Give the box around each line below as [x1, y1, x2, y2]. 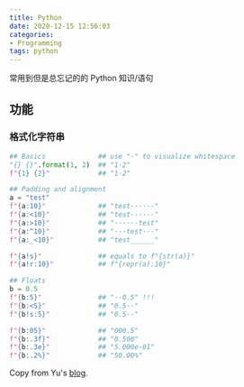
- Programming [9, 38, 63, 48]
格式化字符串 [9, 131, 66, 143]
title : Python [9, 13, 63, 23]
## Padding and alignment [9, 185, 106, 194]
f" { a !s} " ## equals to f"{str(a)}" [9, 252, 195, 261]
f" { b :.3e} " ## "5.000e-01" [9, 343, 155, 352]
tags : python [9, 47, 59, 56]
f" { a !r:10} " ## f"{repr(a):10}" [9, 260, 171, 269]
